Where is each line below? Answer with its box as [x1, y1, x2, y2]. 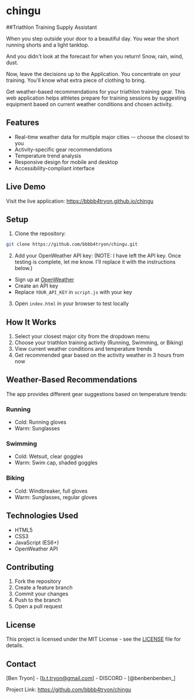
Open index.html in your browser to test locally [14, 300, 129, 307]
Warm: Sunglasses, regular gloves [14, 493, 97, 500]
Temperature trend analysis [14, 152, 82, 159]
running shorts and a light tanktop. [6, 41, 90, 48]
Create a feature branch [14, 584, 73, 591]
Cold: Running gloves [14, 418, 66, 426]
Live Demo [6, 182, 46, 192]
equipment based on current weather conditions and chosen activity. [6, 100, 173, 107]
